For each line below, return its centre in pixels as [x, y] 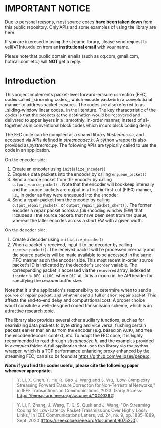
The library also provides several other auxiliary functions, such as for [74, 320]
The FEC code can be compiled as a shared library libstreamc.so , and [74, 134]
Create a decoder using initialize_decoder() [58, 239]
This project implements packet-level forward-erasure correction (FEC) [76, 94]
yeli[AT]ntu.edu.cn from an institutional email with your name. [67, 47]
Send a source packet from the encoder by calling [62, 179]
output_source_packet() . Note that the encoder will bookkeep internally [83, 184]
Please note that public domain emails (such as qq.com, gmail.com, [72, 56]
